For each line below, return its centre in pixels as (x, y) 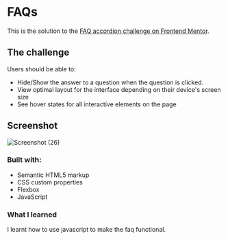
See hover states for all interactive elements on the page (97, 104)
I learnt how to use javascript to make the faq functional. (87, 230)
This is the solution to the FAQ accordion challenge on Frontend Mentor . (109, 31)
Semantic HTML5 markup (53, 175)
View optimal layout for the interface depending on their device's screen (119, 89)
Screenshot (33, 126)
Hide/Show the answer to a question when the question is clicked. (110, 82)
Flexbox (28, 189)
